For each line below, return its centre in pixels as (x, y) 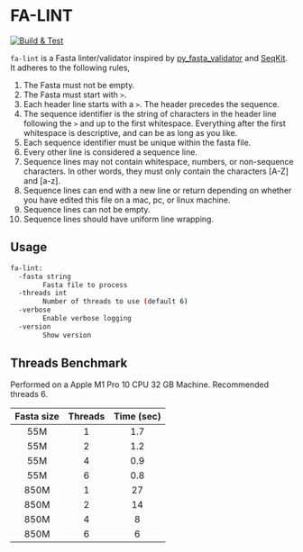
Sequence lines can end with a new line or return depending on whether (157, 190)
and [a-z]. (42, 180)
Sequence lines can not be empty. (87, 209)
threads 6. (29, 394)
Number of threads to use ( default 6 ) (115, 302)
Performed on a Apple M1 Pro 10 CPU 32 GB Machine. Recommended (140, 385)
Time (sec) (137, 417)
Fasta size (37, 417)
